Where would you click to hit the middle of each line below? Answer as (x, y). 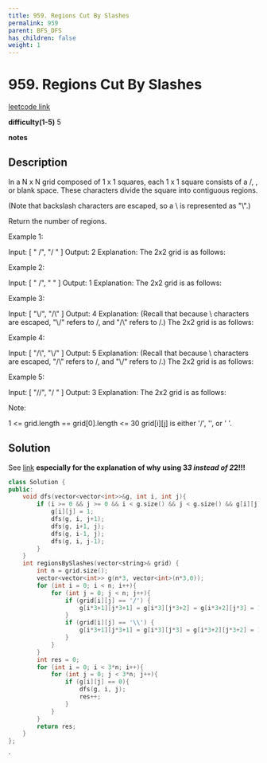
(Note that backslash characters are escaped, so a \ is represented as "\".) (130, 205)
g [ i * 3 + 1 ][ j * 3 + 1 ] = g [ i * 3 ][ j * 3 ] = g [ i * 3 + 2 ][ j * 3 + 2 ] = (166, 630)
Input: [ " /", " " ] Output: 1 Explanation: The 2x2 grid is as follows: (115, 283)
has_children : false (43, 38)
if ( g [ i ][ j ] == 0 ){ (97, 682)
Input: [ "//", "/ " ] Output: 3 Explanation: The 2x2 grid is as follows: (117, 392)
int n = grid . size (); (73, 571)
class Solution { (37, 482)
